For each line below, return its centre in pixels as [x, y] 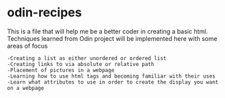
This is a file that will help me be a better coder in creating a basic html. [108, 31]
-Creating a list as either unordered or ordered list [87, 58]
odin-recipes [44, 13]
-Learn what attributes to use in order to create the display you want [113, 82]
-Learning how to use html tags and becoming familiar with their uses [111, 76]
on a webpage [26, 88]
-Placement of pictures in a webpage [61, 70]
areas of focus [27, 46]
